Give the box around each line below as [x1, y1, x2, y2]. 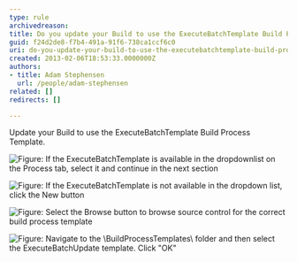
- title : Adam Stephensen [9, 71, 104, 80]
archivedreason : [9, 21, 69, 30]
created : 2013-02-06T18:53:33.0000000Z [9, 54, 156, 63]
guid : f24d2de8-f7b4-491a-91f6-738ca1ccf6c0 [9, 37, 176, 47]
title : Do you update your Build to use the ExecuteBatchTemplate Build [9, 29, 283, 38]
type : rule [9, 12, 49, 22]
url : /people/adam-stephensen [17, 79, 128, 88]
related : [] [9, 87, 53, 96]
